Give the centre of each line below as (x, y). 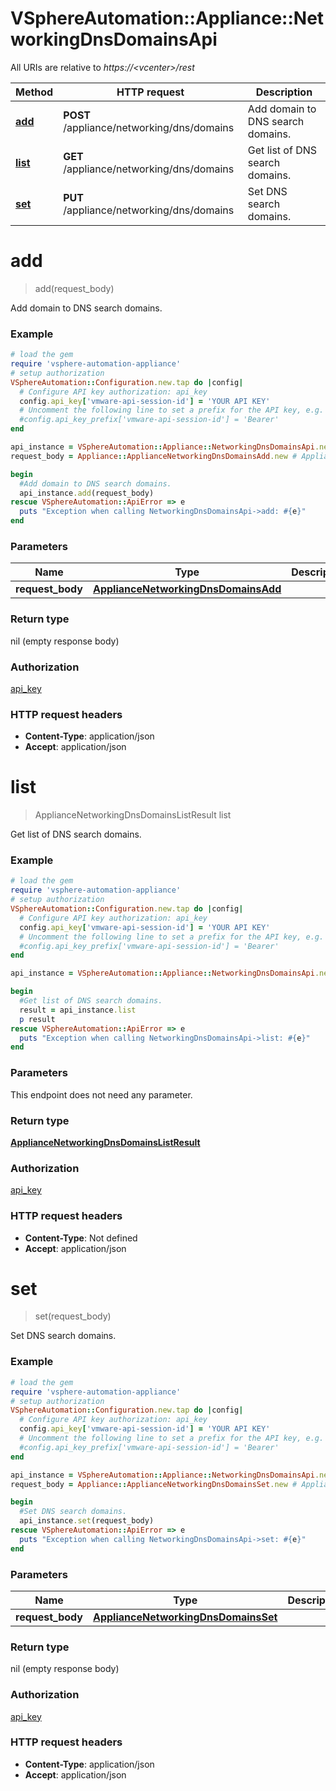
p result (37, 1019)
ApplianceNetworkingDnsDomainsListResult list (133, 815)
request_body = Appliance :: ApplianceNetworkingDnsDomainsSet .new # (154, 1484)
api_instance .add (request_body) (87, 493)
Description (284, 92)
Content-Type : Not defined (81, 1238)
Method (34, 92)
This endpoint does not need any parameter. (101, 1094)
